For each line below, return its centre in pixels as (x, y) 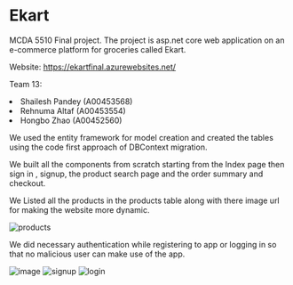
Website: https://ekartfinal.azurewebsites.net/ (92, 67)
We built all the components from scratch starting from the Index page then (147, 164)
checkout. (28, 183)
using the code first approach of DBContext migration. (108, 147)
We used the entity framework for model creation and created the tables (141, 137)
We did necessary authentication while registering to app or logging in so (143, 244)
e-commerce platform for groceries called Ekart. (98, 49)
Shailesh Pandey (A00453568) (77, 101)
